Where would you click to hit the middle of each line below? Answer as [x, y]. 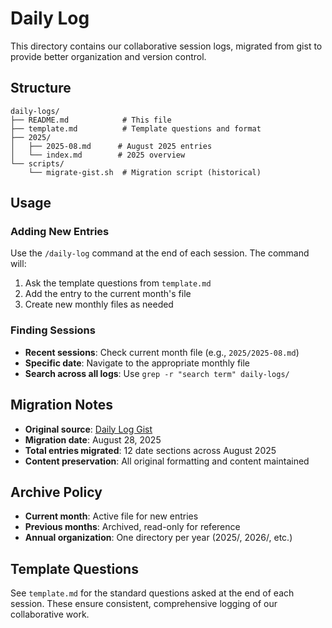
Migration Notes [61, 405]
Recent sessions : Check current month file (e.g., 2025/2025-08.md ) [162, 352]
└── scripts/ [37, 163]
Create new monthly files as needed [99, 304]
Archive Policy [56, 492]
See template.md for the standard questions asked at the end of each [152, 593]
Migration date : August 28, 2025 [93, 439]
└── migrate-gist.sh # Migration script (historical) [145, 172]
